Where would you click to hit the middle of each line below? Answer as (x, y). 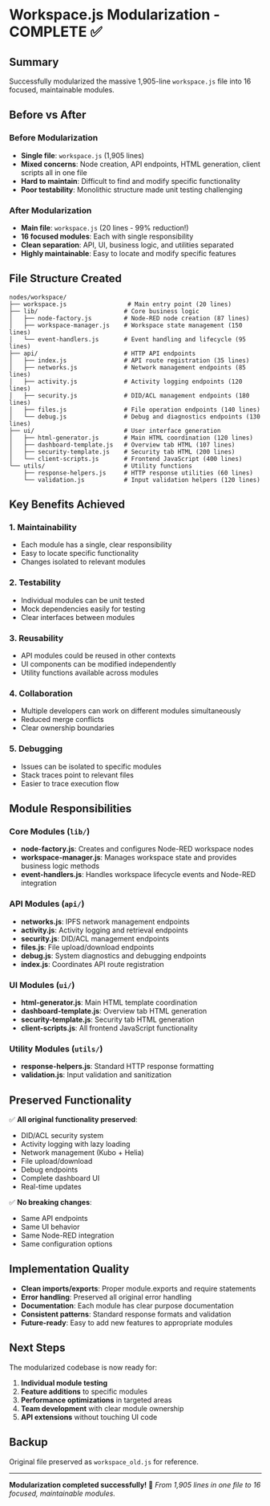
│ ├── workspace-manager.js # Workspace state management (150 (126, 325)
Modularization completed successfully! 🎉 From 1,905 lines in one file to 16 (135, 1484)
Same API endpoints (54, 1218)
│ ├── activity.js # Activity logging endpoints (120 (126, 382)
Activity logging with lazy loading (75, 1144)
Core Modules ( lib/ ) (50, 831)
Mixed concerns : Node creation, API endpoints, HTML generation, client (141, 164)
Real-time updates (51, 1187)
